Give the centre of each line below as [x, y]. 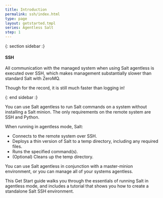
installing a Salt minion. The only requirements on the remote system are [78, 112]
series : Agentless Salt [29, 28]
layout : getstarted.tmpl [30, 23]
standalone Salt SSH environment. [40, 191]
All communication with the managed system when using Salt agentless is [80, 68]
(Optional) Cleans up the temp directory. [53, 157]
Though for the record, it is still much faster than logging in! [65, 88]
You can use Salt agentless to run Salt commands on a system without [76, 107]
